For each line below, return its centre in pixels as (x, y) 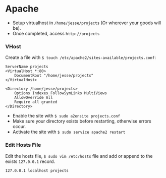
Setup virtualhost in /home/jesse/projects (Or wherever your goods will (87, 23)
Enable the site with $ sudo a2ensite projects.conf (66, 116)
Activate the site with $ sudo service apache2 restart (69, 132)
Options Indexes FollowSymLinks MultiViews (61, 93)
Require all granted (36, 102)
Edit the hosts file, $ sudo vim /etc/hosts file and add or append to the (79, 156)
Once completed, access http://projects (56, 33)
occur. (19, 127)
